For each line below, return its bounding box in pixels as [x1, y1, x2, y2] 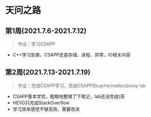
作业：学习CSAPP [17, 41, 55, 47]
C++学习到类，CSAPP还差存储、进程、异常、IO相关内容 [12, 52, 131, 57]
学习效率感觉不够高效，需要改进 [12, 106, 80, 112]
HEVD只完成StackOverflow [12, 100, 70, 106]
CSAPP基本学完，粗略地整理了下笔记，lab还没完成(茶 [12, 93, 125, 99]
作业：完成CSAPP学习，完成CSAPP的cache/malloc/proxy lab [17, 82, 146, 89]
